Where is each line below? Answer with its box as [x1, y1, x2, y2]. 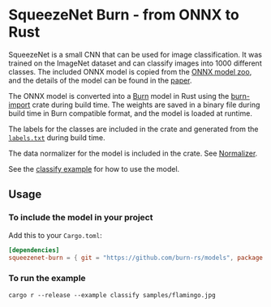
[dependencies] [8, 245, 60, 254]
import [8, 100, 31, 109]
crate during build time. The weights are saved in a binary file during [32, 100, 260, 109]
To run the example [8, 273, 87, 284]
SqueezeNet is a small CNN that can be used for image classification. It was [8, 49, 262, 59]
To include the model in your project [8, 212, 153, 224]
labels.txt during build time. [8, 132, 105, 143]
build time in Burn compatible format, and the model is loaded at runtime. [8, 108, 253, 118]
